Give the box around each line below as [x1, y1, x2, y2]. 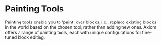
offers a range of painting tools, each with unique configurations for [5, 29, 141, 35]
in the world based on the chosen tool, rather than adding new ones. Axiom [5, 24, 157, 30]
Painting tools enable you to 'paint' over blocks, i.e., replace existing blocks [5, 19, 157, 25]
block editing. [18, 34, 45, 40]
